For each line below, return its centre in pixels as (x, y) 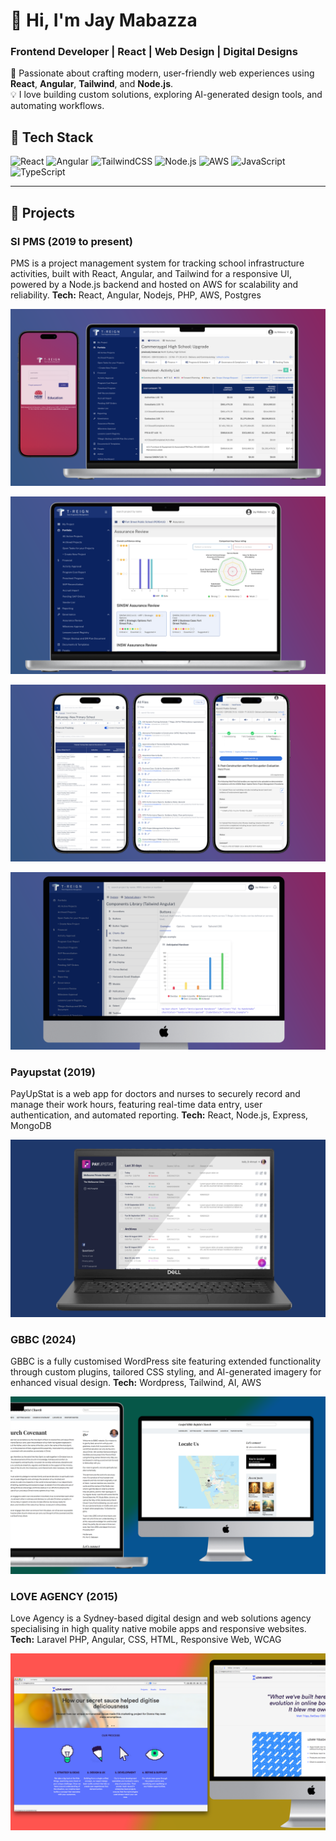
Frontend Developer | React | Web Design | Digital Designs (154, 52)
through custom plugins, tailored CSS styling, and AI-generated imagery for (166, 1372)
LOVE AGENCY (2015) (64, 1596)
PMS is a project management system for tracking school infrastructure (157, 263)
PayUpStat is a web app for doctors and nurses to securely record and (155, 1094)
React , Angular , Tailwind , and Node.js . (92, 84)
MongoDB (31, 1126)
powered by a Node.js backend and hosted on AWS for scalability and (154, 284)
